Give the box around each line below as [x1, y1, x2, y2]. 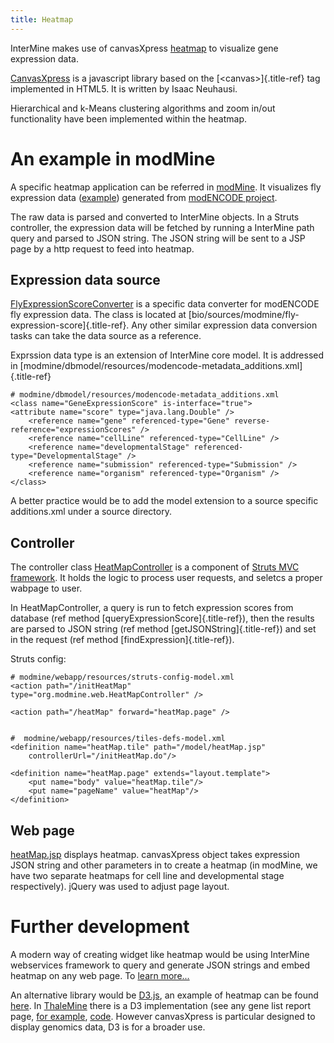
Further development [10, 916, 190, 938]
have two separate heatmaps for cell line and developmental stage [10, 870, 285, 881]
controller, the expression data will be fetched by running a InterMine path [10, 221, 315, 233]
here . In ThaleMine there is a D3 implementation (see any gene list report [10, 999, 312, 1011]
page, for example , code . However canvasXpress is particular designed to [10, 1010, 316, 1022]
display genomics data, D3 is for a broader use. [10, 1021, 206, 1033]
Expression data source [10, 271, 161, 288]
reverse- [233, 416, 271, 426]
